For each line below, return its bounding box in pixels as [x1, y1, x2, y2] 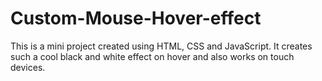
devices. [10, 61, 46, 73]
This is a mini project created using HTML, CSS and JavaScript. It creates [10, 40, 313, 52]
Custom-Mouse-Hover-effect [10, 7, 262, 30]
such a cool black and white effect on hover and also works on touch [10, 50, 295, 62]
